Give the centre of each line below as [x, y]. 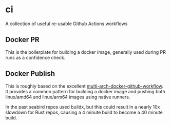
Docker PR [22, 40]
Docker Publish [30, 74]
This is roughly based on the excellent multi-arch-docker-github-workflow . [84, 86]
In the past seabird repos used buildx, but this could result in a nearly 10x [83, 107]
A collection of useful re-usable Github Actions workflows [66, 24]
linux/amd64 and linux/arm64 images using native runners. [68, 97]
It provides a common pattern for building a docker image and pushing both [85, 91]
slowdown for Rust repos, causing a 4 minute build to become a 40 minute [84, 112]
